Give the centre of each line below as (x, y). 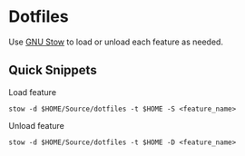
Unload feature (36, 125)
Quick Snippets (53, 70)
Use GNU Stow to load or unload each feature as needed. (116, 42)
